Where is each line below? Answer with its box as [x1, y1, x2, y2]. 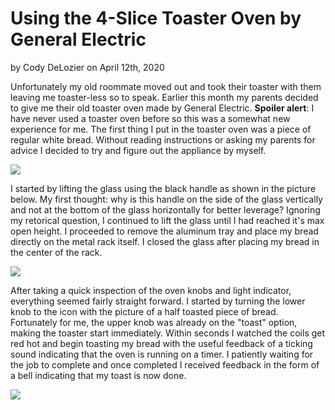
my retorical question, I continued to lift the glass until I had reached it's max [10, 214, 325, 226]
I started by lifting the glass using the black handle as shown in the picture [10, 182, 317, 194]
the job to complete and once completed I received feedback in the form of [10, 358, 320, 371]
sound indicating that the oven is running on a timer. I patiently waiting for [10, 348, 314, 360]
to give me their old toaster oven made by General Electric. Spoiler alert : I [10, 102, 315, 114]
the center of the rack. [10, 246, 103, 258]
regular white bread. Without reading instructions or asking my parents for [10, 133, 316, 146]
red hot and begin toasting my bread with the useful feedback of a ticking [10, 337, 313, 349]
